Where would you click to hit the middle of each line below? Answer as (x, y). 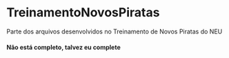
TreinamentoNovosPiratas (83, 13)
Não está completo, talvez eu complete (64, 47)
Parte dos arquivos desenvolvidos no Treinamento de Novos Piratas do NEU (114, 31)
